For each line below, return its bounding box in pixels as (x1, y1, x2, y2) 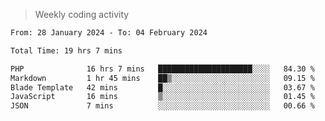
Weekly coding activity (34, 9, 130, 20)
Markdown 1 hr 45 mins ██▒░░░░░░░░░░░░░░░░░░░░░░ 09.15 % (10, 73, 315, 83)
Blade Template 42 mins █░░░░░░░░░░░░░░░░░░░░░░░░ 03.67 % (10, 82, 315, 93)
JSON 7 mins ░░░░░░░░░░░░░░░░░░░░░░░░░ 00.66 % (10, 101, 315, 111)
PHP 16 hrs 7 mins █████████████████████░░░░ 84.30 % (10, 64, 315, 74)
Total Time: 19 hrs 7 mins (10, 45, 123, 56)
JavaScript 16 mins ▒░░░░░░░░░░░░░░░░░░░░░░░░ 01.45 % (10, 92, 315, 102)
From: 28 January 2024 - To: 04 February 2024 (10, 28, 208, 38)
